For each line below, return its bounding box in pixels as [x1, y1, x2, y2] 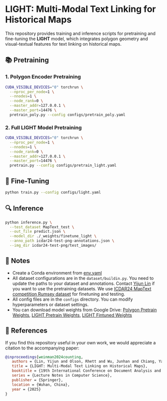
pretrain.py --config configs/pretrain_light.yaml [9, 163, 117, 168]
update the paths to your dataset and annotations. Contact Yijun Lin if [12, 280, 155, 286]
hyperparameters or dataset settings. [12, 301, 89, 307]
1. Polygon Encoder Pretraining [5, 73, 81, 80]
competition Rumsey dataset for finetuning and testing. [12, 291, 125, 297]
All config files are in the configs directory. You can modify [12, 296, 133, 302]
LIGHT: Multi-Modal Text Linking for [5, 3, 156, 15]
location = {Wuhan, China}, [11, 382, 70, 387]
